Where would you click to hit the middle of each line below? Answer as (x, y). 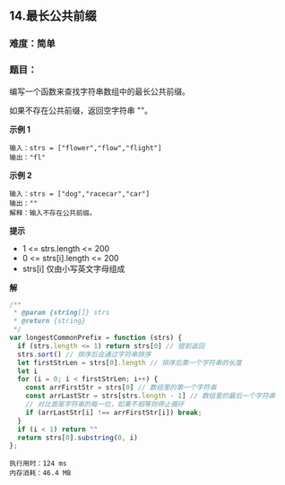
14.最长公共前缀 (53, 16)
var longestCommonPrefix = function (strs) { (95, 338)
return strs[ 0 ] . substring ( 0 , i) (78, 438)
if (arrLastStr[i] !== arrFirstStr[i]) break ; (114, 413)
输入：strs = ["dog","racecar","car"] (80, 194)
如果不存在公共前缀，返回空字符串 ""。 (81, 110)
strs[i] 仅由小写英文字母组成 (73, 268)
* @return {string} (50, 321)
